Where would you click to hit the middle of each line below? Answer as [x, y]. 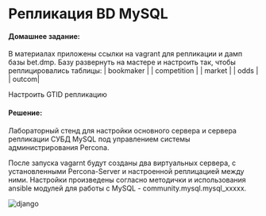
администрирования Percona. [59, 147]
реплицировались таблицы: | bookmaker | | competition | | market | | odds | [133, 71]
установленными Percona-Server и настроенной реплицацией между [126, 171]
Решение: [25, 113]
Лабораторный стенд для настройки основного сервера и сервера [122, 130]
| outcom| [24, 79]
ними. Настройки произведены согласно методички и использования [127, 179]
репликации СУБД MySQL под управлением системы [99, 139]
